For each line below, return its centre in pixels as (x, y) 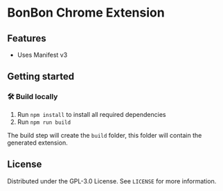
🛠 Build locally (33, 97)
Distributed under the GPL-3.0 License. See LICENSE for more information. (112, 181)
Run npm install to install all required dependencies (91, 114)
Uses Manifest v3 (42, 55)
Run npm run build (44, 122)
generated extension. (37, 143)
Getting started (41, 76)
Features (27, 38)
